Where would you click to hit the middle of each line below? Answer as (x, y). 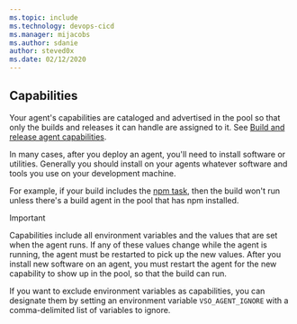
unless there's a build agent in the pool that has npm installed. (124, 200)
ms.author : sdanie (44, 43)
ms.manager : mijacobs (50, 34)
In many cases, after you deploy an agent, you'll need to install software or (148, 154)
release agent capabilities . (58, 137)
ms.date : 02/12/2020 (48, 59)
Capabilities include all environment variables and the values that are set (144, 235)
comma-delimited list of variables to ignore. (90, 310)
